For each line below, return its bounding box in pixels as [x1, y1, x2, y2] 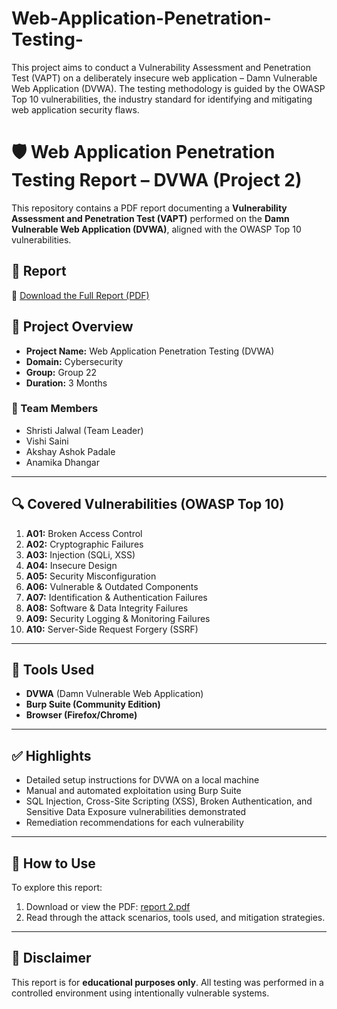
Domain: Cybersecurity [25, 355, 124, 367]
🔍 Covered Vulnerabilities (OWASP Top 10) [11, 496, 285, 513]
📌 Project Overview [11, 318, 134, 336]
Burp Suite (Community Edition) [25, 698, 161, 711]
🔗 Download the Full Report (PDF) [11, 289, 150, 301]
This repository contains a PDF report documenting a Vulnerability [11, 202, 288, 214]
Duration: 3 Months [25, 377, 108, 389]
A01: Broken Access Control [25, 527, 143, 539]
